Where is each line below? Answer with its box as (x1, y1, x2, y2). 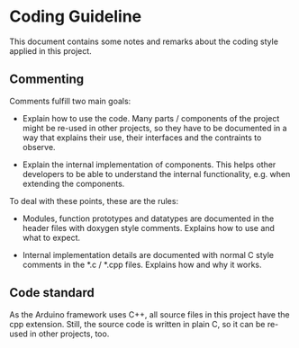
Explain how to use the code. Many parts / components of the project (22, 112, 280, 123)
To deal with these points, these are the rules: (9, 195, 178, 206)
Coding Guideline (9, 6, 142, 27)
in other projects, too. (30, 328, 110, 339)
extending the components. (22, 178, 125, 189)
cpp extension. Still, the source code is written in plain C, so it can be (9, 318, 266, 329)
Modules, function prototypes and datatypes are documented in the (22, 213, 275, 224)
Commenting (9, 72, 85, 87)
